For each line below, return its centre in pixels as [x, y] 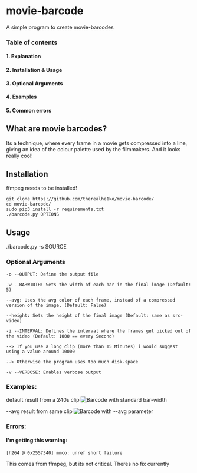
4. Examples [22, 97]
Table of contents [32, 42]
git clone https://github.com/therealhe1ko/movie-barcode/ [80, 199]
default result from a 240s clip [43, 399]
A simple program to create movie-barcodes [60, 27]
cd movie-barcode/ [29, 204]
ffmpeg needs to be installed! [42, 188]
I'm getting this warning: [37, 441]
